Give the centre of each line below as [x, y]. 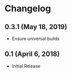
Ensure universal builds [36, 38]
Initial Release [26, 66]
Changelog [28, 9]
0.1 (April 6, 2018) [32, 54]
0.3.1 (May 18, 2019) [36, 27]
